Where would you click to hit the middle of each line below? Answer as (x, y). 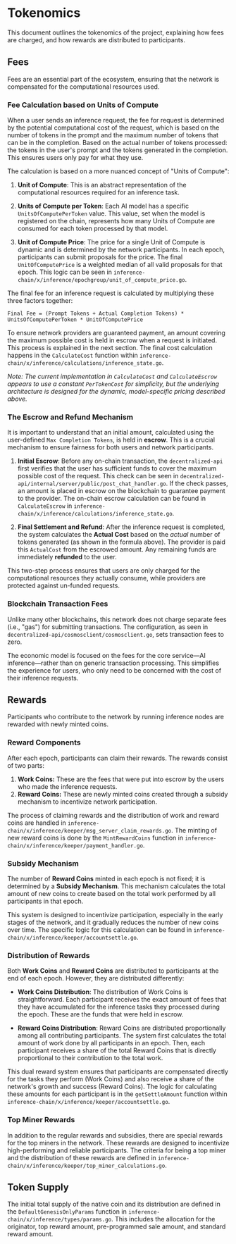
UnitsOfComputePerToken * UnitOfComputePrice (75, 320)
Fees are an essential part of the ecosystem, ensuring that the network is (113, 79)
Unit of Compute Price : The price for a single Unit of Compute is (111, 242)
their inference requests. (43, 678)
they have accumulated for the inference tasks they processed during (119, 1007)
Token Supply (38, 1187)
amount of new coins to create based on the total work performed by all (112, 894)
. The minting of (194, 830)
